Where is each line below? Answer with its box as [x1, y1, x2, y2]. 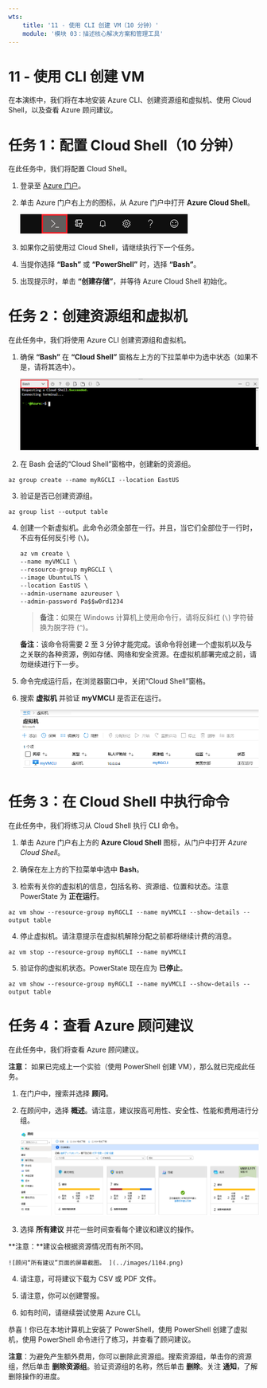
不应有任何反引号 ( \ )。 [19, 532, 94, 542]
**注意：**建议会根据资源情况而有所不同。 [8, 1241, 149, 1251]
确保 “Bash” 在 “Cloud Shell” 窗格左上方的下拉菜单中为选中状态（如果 [19, 352, 252, 362]
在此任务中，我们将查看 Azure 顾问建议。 [8, 1045, 143, 1054]
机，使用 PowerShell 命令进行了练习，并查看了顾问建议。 [8, 1335, 195, 1344]
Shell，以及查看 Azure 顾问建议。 [8, 105, 118, 115]
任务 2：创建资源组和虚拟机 [8, 308, 188, 326]
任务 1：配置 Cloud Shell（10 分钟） [8, 136, 242, 155]
